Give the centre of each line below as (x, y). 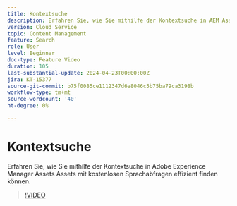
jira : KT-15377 (30, 79)
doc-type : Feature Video (44, 60)
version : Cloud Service (42, 27)
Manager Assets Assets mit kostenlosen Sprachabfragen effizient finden (113, 174)
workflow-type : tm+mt (39, 92)
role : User (23, 47)
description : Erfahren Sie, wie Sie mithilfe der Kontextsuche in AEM (113, 20)
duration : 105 (28, 66)
